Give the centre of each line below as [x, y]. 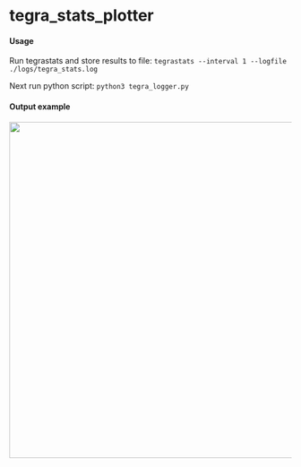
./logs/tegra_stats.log [54, 69]
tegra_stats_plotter [82, 16]
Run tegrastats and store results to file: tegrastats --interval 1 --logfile [148, 61]
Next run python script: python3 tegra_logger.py [99, 86]
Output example [40, 106]
